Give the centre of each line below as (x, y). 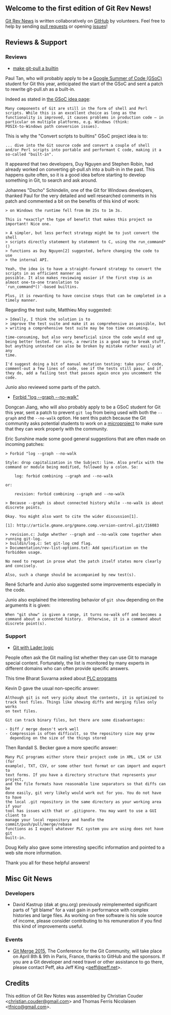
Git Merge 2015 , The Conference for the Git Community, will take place (87, 951)
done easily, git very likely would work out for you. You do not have (83, 793)
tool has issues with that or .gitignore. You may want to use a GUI (81, 811)
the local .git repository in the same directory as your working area (83, 802)
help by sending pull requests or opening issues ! (57, 26)
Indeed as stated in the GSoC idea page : (48, 99)
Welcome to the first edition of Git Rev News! (78, 8)
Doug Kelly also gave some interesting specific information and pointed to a (85, 847)
